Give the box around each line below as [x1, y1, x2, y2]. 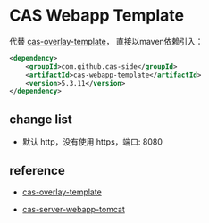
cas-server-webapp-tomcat [21, 203, 125, 214]
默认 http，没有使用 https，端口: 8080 [21, 136, 163, 147]
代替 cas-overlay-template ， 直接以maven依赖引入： [9, 36, 204, 46]
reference [9, 162, 65, 178]
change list [9, 111, 73, 127]
